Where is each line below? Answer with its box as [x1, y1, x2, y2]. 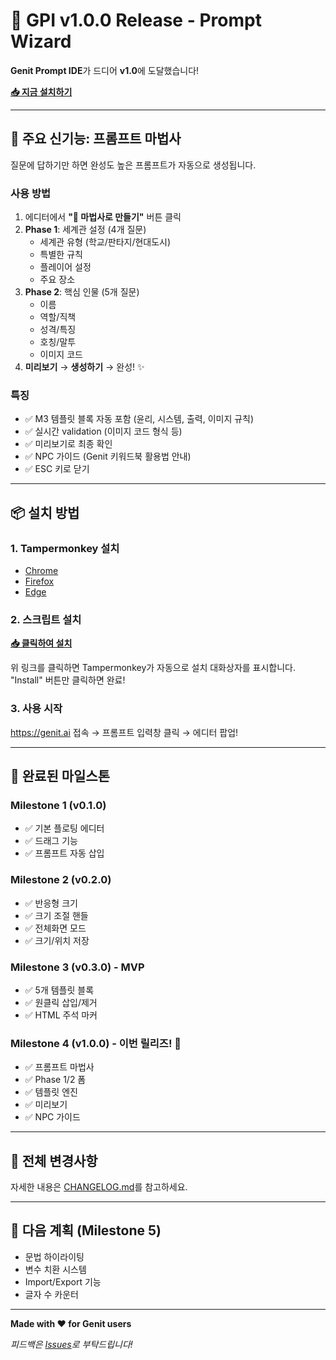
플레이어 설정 [39, 261, 92, 273]
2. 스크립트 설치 [10, 612, 82, 626]
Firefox [24, 575, 55, 588]
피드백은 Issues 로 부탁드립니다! [10, 1338, 133, 1350]
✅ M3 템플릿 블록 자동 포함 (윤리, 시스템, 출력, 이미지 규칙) [24, 413, 255, 425]
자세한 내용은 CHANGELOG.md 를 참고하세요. [10, 1181, 188, 1193]
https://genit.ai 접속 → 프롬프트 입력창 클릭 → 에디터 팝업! [10, 726, 239, 738]
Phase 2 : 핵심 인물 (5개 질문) [24, 286, 140, 298]
